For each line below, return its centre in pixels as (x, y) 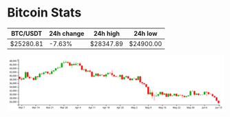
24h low (145, 34)
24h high (107, 34)
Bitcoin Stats (44, 13)
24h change (67, 34)
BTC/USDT (27, 34)
